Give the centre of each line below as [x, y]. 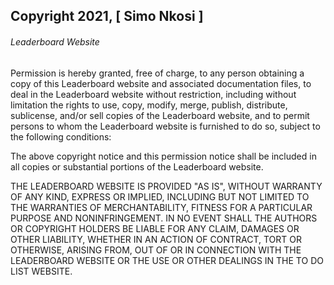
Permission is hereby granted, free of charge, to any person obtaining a [157, 73]
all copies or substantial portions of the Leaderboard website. [137, 166]
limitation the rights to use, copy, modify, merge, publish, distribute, [149, 105]
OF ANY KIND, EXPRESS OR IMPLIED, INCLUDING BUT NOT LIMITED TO [160, 196]
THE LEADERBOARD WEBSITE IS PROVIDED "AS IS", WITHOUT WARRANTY [166, 186]
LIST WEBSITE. [41, 271]
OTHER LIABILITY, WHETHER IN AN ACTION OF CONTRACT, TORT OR [156, 239]
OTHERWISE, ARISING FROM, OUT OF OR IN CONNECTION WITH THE [156, 250]
